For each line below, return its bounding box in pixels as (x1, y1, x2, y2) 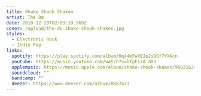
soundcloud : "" (11, 70, 50, 76)
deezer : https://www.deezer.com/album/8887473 (11, 81, 130, 87)
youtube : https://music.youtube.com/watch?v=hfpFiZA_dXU (11, 58, 157, 64)
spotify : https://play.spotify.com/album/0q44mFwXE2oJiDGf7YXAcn (11, 53, 178, 59)
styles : (6, 31, 26, 37)
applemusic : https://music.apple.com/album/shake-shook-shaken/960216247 (11, 64, 199, 70)
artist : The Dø (6, 14, 44, 20)
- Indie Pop (11, 42, 42, 48)
